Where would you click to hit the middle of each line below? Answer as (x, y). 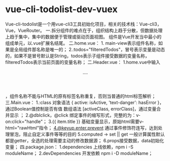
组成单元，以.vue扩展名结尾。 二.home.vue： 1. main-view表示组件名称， (82, 43)
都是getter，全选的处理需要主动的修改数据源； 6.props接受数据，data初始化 (85, 140)
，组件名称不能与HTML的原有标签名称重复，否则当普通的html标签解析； (81, 96)
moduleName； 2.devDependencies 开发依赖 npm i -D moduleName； (79, 153)
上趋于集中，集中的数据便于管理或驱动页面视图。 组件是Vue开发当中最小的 (83, 37)
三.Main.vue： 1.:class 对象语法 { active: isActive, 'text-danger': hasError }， (84, 102)
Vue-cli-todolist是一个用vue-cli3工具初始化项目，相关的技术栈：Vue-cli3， (83, 24)
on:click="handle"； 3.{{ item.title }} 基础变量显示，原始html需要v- (75, 121)
